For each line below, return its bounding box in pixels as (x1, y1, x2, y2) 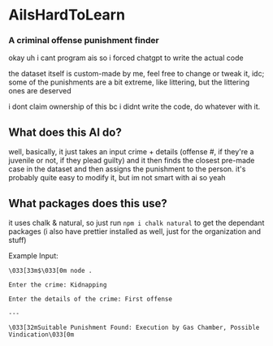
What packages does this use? (8, 197, 168, 210)
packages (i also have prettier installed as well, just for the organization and (8, 227, 262, 236)
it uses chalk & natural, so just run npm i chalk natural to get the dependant (8, 218, 265, 228)
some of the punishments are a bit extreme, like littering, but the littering (8, 77, 250, 87)
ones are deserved (8, 86, 71, 96)
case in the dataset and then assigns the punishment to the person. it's (8, 164, 246, 174)
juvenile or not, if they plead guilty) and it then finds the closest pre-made (8, 156, 255, 166)
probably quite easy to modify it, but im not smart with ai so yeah (8, 173, 226, 183)
